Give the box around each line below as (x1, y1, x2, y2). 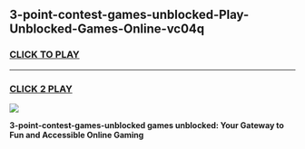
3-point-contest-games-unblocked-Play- (9, 7, 250, 23)
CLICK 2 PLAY (9, 82, 73, 95)
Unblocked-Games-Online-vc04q (9, 22, 205, 37)
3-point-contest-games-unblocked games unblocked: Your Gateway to (9, 119, 284, 130)
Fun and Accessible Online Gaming (9, 129, 144, 140)
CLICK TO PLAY (9, 49, 80, 61)
